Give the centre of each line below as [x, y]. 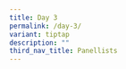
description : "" [39, 43]
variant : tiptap [39, 34]
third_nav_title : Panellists [63, 51]
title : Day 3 [34, 17]
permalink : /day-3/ [46, 26]
